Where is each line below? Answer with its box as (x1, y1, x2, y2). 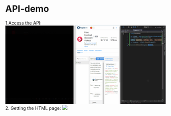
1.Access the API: (5, 20, 42, 26)
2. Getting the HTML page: (5, 105, 61, 111)
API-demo (5, 3, 49, 15)
